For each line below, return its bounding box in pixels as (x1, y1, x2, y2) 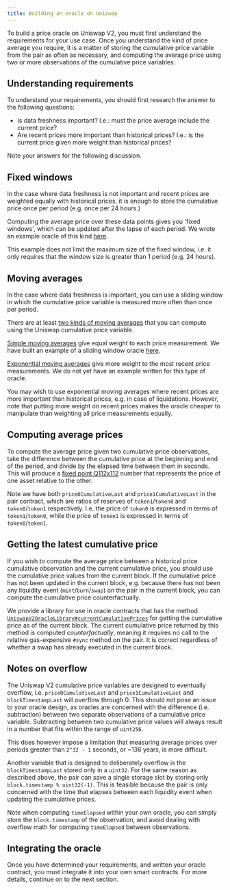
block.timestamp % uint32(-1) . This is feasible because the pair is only (7, 780, 208, 789)
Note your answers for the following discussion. (7, 151, 142, 160)
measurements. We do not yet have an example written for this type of (7, 367, 206, 375)
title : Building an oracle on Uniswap (7, 10, 118, 17)
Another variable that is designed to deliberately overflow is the (7, 758, 186, 767)
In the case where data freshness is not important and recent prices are (7, 190, 209, 198)
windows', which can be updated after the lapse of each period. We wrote (7, 225, 216, 233)
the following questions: (7, 103, 75, 112)
